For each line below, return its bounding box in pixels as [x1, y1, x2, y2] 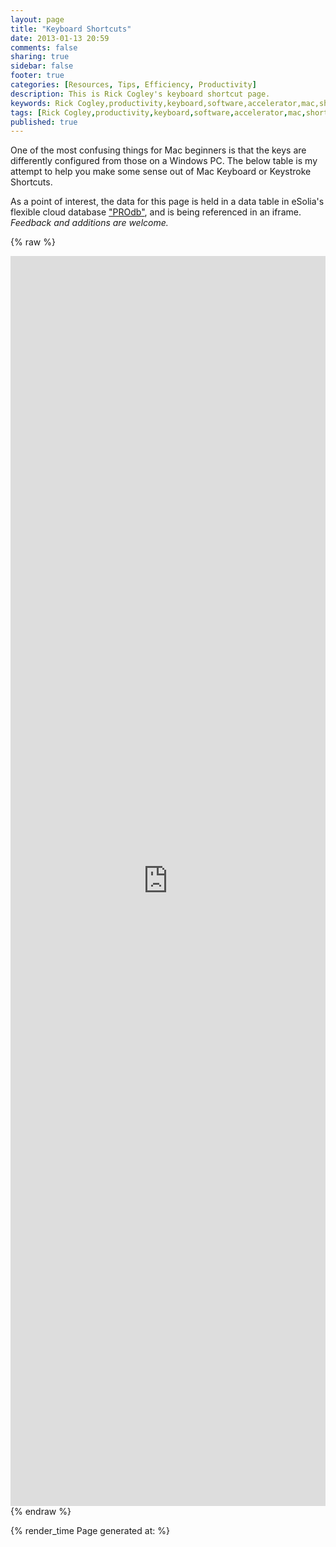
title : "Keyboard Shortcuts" [10, 24, 132, 34]
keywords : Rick [10, 98, 74, 108]
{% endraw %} [10, 1506, 72, 1518]
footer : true [10, 71, 65, 81]
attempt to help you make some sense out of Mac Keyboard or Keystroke [10, 166, 312, 178]
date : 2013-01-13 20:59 [10, 33, 110, 43]
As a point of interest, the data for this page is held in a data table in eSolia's [10, 196, 325, 208]
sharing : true [10, 52, 70, 62]
